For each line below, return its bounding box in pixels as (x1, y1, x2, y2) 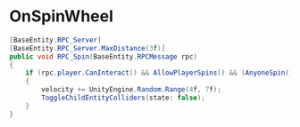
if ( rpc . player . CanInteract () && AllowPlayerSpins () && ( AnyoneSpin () (25, 68, 294, 77)
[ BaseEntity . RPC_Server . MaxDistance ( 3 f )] (9, 44, 166, 52)
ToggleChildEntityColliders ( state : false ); (41, 93, 205, 103)
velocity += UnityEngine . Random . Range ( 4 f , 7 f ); (41, 85, 221, 94)
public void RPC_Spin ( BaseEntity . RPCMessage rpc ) (9, 52, 198, 61)
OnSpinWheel (9, 6, 114, 27)
